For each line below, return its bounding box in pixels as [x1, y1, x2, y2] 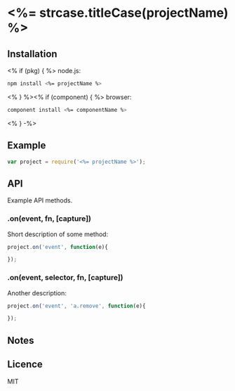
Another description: [7, 288, 67, 297]
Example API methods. [7, 196, 73, 205]
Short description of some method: [7, 230, 109, 238]
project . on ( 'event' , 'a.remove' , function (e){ [7, 302, 146, 309]
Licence [7, 359, 43, 371]
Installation [7, 48, 58, 60]
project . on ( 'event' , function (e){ [7, 243, 109, 250]
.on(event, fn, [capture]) [7, 214, 91, 224]
